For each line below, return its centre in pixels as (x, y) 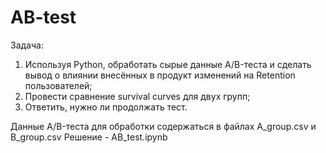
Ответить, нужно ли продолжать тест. (106, 107)
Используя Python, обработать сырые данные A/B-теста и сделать (168, 64)
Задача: (27, 45)
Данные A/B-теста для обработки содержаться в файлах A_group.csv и (163, 126)
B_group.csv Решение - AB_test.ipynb (89, 137)
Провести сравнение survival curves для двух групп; (137, 96)
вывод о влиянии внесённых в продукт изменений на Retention (160, 75)
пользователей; (58, 85)
